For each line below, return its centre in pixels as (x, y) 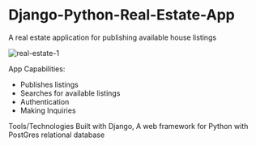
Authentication (45, 101)
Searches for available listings (70, 93)
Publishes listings (49, 84)
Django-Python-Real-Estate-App (122, 15)
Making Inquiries (48, 110)
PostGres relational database (57, 135)
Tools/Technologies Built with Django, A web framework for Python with (128, 126)
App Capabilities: (37, 69)
